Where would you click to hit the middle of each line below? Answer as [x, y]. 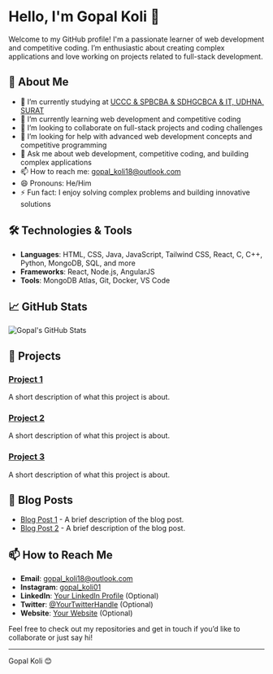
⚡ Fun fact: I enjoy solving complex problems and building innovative [135, 192]
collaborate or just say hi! [51, 637]
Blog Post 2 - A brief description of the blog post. [102, 528]
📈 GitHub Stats [48, 306]
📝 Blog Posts [41, 500]
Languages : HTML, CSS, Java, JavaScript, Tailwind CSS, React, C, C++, [141, 254]
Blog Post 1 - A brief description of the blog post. [102, 519]
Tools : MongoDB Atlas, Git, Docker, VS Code [95, 280]
